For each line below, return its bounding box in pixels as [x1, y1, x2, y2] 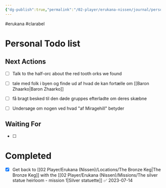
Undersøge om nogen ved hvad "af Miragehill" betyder [12, 105, 124, 111]
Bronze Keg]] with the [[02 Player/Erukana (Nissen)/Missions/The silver [12, 172, 158, 178]
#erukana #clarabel [5, 21, 45, 27]
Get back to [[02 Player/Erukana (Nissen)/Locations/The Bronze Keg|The [12, 166, 161, 172]
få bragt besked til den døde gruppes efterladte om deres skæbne [12, 95, 147, 101]
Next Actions [5, 58, 46, 66]
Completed [5, 150, 52, 161]
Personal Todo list [5, 38, 81, 49]
